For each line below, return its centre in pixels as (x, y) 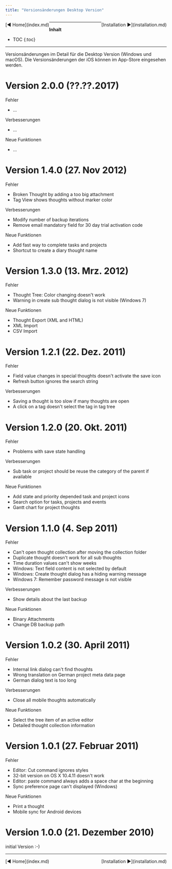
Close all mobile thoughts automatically (54, 700)
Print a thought (28, 807)
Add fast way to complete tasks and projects (60, 245)
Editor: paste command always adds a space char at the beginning (83, 781)
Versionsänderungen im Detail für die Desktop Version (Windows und (79, 54)
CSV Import (25, 331)
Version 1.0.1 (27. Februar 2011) (72, 746)
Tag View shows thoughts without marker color (62, 200)
